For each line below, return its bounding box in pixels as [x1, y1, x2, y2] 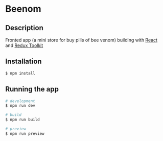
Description [5, 24, 43, 32]
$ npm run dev [5, 103, 36, 108]
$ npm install [5, 70, 36, 76]
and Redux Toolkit [5, 42, 43, 49]
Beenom [5, 3, 42, 15]
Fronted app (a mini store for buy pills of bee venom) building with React [5, 37, 157, 43]
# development [5, 98, 36, 104]
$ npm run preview [5, 131, 44, 136]
